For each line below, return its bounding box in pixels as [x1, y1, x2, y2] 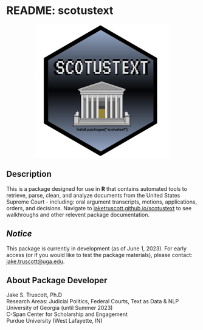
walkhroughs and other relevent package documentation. [6, 211, 150, 218]
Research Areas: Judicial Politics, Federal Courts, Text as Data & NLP [6, 298, 179, 305]
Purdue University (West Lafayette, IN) [6, 317, 103, 325]
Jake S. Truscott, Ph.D [6, 291, 63, 298]
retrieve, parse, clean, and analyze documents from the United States [6, 191, 181, 199]
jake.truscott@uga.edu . [6, 258, 65, 265]
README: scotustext [6, 4, 114, 18]
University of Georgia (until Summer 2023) [6, 304, 113, 312]
